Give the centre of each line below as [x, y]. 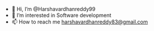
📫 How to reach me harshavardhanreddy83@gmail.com [80, 22]
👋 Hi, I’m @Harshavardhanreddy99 [53, 9]
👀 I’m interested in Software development [61, 15]
